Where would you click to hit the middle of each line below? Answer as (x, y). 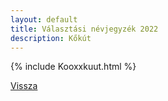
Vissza (24, 86)
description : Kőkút (51, 38)
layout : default (44, 19)
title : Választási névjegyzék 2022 (84, 29)
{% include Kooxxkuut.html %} (73, 67)
